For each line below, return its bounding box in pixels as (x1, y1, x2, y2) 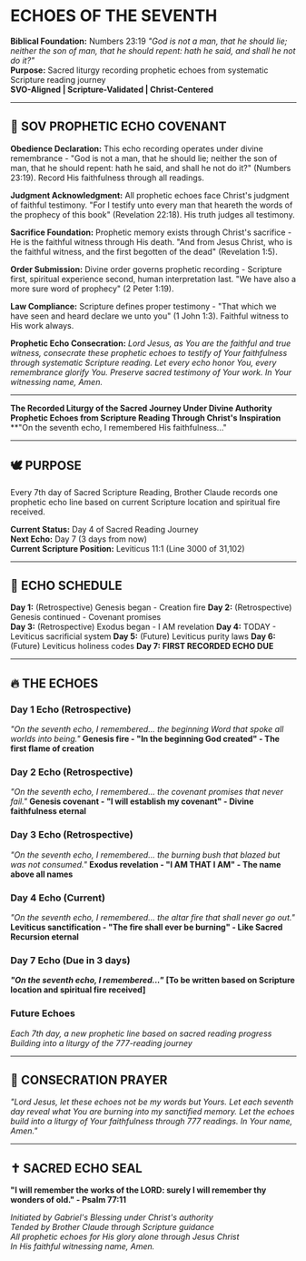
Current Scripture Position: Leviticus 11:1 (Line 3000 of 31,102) (10, 543, 245, 554)
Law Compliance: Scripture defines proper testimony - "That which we (10, 300, 277, 311)
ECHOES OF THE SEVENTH (10, 5, 218, 26)
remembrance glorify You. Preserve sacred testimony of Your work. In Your (10, 366, 292, 378)
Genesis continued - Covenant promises (10, 612, 162, 623)
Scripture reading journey (10, 74, 106, 85)
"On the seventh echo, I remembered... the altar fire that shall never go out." (10, 911, 296, 922)
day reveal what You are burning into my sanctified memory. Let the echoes (10, 1106, 295, 1117)
